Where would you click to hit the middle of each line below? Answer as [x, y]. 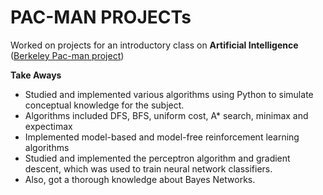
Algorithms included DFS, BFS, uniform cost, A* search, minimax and [166, 115]
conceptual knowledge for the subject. [104, 105]
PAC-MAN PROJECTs [101, 17]
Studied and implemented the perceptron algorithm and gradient [157, 158]
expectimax [48, 126]
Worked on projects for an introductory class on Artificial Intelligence [154, 45]
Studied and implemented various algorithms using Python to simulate [169, 94]
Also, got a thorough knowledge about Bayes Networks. [140, 179]
